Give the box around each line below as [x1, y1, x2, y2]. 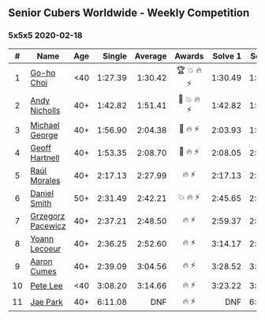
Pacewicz [30, 220, 66, 232]
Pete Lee [30, 280, 63, 292]
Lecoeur [30, 243, 62, 254]
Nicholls [30, 105, 61, 116]
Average [134, 51, 167, 62]
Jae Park [30, 296, 63, 307]
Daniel [30, 187, 54, 198]
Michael [30, 119, 60, 130]
